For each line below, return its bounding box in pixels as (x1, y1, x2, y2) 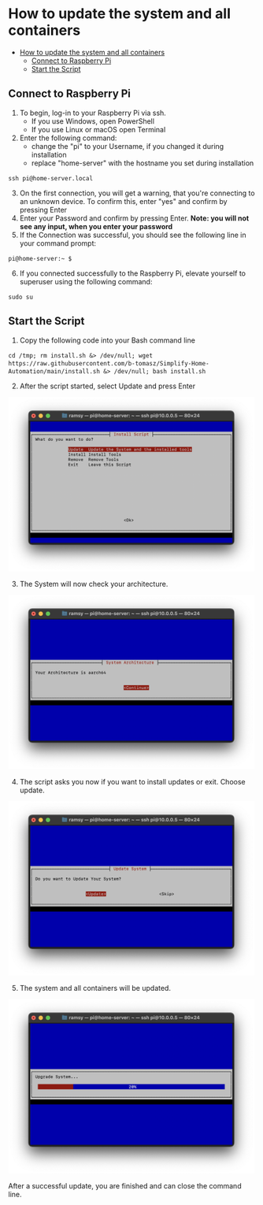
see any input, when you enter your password (19, 221, 173, 231)
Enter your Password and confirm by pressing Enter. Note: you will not (19, 213, 250, 223)
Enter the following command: (19, 133, 117, 143)
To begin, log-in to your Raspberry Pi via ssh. (19, 108, 167, 117)
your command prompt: (19, 238, 97, 248)
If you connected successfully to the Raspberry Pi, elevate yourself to (19, 269, 246, 278)
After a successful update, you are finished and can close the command (8, 1181, 242, 1190)
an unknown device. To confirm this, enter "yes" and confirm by (19, 196, 228, 206)
